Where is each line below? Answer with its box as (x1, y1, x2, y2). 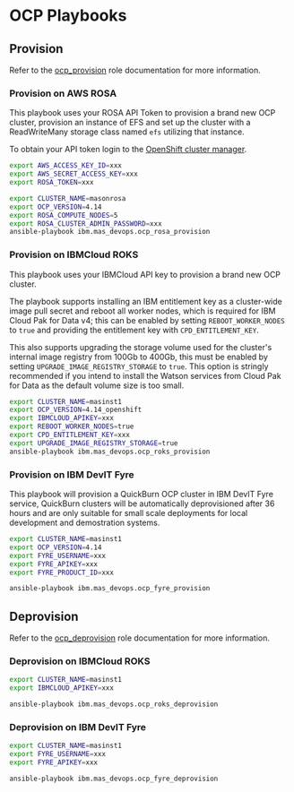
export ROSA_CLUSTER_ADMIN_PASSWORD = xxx (9, 219, 163, 228)
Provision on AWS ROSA (9, 87, 117, 99)
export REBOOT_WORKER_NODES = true (9, 422, 134, 431)
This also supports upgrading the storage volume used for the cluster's (9, 341, 272, 352)
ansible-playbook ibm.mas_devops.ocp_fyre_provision (9, 584, 211, 593)
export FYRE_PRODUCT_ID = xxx (9, 568, 115, 577)
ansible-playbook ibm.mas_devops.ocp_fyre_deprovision (9, 774, 219, 783)
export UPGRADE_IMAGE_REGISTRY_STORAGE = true (9, 438, 178, 448)
